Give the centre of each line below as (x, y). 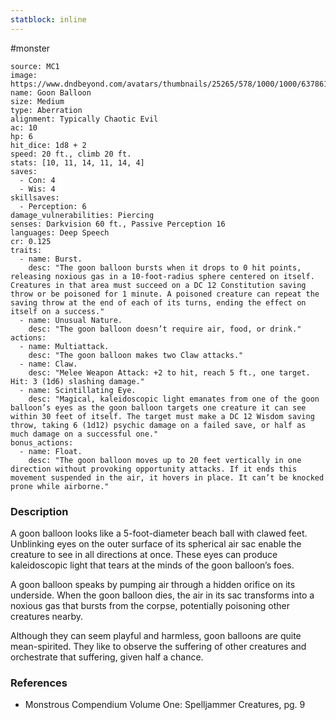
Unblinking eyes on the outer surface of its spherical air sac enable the (156, 543)
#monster (30, 48)
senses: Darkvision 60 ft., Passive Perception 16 (118, 224)
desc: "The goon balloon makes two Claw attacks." (136, 355)
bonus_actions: (42, 442)
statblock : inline (48, 19)
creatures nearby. (47, 616)
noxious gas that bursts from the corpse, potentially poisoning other (150, 605)
